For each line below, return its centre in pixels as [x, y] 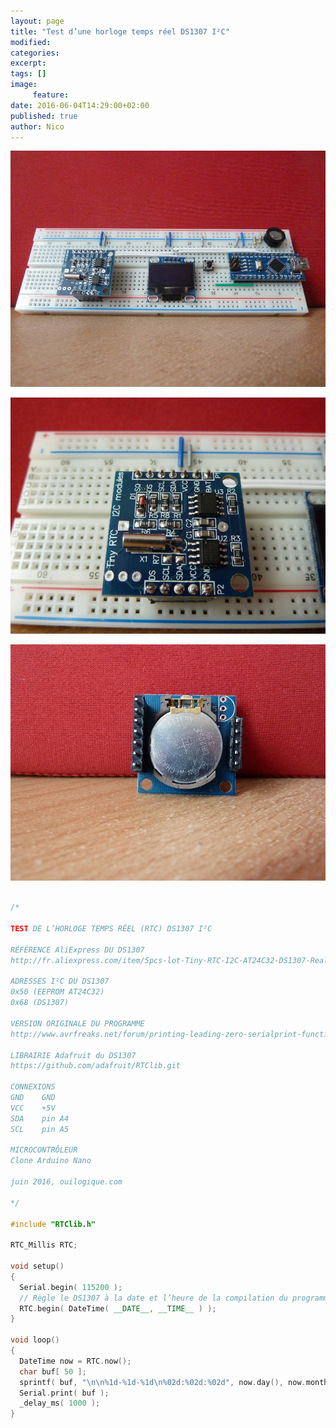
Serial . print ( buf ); [64, 1393]
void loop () [35, 1340]
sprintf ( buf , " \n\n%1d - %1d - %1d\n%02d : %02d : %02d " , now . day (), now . [163, 1382]
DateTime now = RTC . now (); [75, 1361]
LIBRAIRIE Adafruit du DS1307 [73, 1055]
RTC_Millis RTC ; [44, 1245]
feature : [51, 95]
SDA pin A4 [40, 1118]
